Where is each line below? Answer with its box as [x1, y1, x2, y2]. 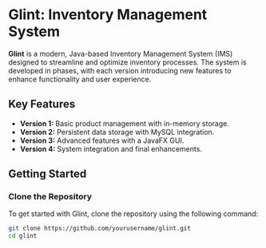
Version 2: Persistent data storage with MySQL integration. [19, 127, 215, 136]
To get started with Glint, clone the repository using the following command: [8, 209, 259, 218]
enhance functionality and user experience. [8, 74, 152, 84]
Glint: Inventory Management [8, 6, 208, 24]
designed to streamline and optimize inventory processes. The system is [8, 57, 247, 67]
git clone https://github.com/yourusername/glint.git [8, 225, 192, 233]
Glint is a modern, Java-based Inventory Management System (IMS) [8, 49, 233, 58]
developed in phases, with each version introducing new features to [8, 65, 232, 75]
